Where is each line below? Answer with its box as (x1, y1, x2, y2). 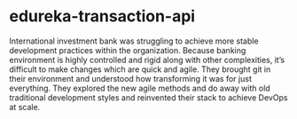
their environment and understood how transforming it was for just (9, 73, 253, 83)
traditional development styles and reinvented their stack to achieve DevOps (9, 91, 288, 103)
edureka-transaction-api (9, 6, 196, 27)
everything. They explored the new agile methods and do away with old (9, 83, 270, 93)
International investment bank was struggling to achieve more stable (9, 36, 259, 46)
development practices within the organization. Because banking (9, 44, 246, 55)
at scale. (9, 101, 41, 112)
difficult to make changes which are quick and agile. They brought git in (9, 64, 271, 75)
